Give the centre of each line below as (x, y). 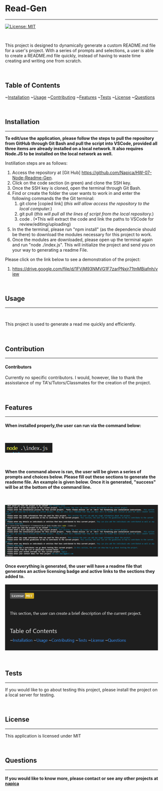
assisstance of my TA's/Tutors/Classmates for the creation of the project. (78, 383)
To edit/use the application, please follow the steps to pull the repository (80, 138)
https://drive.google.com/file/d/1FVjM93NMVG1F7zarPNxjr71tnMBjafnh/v (85, 269)
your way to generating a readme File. (50, 250)
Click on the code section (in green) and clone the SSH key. (72, 183)
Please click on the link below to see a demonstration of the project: (73, 259)
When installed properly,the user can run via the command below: (73, 425)
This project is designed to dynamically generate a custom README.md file (81, 45)
